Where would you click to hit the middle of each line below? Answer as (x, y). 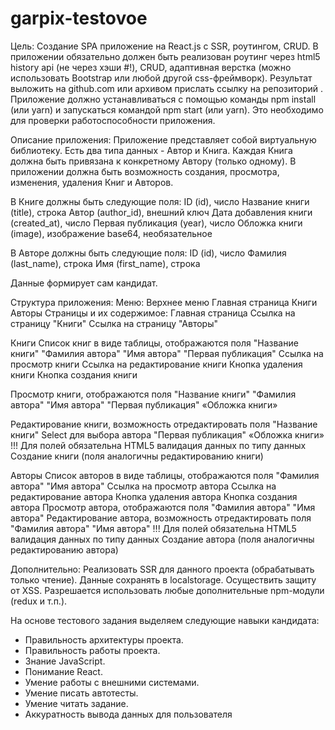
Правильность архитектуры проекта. (104, 639)
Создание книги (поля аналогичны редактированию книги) (137, 456)
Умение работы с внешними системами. (112, 682)
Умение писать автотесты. (81, 693)
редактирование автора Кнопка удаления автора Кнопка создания (154, 496)
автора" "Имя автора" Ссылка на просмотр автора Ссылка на (143, 486)
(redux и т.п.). (39, 601)
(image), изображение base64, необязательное (111, 233)
